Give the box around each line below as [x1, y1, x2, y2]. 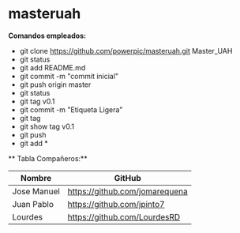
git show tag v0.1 [19, 122, 75, 131]
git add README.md [19, 62, 86, 72]
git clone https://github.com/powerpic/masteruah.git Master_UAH [19, 46, 233, 55]
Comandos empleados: [8, 31, 87, 40]
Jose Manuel [12, 186, 61, 197]
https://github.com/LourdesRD [67, 211, 181, 222]
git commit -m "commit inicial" [19, 71, 119, 81]
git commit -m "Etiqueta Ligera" [19, 104, 123, 115]
